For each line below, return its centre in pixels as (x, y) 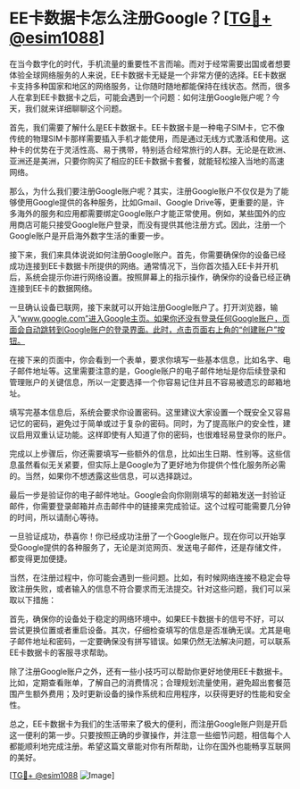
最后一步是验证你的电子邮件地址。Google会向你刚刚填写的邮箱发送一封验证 (148, 495)
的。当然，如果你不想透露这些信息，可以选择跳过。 (103, 475)
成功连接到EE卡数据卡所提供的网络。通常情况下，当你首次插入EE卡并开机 (144, 265)
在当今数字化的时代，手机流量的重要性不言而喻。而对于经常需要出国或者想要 (150, 63)
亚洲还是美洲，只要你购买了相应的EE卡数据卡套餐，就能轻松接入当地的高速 (147, 161)
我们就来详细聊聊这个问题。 (75, 108)
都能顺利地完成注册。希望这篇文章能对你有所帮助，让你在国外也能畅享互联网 (150, 746)
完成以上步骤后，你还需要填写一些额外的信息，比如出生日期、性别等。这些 (146, 453)
